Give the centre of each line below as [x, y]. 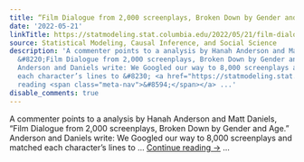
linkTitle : [30, 34]
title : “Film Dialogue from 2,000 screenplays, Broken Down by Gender [145, 18]
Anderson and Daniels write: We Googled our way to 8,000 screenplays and [151, 138]
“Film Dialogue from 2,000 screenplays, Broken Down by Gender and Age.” [149, 128]
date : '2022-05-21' [46, 26]
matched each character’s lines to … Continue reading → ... [120, 147]
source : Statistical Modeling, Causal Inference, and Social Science [143, 43]
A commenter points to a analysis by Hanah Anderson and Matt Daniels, [143, 119]
